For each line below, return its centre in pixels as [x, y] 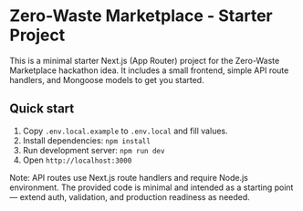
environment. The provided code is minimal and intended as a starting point [151, 187]
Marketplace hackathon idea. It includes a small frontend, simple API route [149, 70]
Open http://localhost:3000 [77, 160]
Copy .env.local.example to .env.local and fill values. [125, 131]
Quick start [42, 109]
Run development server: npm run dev [94, 150]
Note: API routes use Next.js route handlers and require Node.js [129, 177]
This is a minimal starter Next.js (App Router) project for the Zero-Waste [145, 60]
